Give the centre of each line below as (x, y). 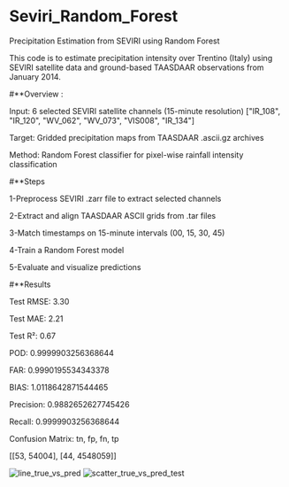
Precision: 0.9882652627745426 (69, 404)
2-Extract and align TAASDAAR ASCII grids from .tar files (113, 215)
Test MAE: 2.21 (36, 318)
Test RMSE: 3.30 (39, 301)
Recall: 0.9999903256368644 (65, 421)
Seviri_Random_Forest (94, 16)
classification (33, 164)
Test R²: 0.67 (32, 336)
